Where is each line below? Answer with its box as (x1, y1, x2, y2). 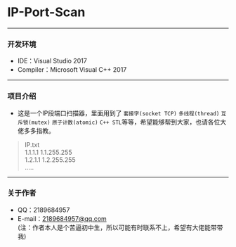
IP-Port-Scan (7, 4, 86, 20)
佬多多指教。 (17, 126, 55, 134)
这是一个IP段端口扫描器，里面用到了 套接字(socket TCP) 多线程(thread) (17, 108, 220, 117)
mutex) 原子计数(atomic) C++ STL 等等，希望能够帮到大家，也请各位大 (31, 118, 227, 126)
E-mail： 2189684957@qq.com (17, 214, 107, 222)
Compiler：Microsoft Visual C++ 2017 (17, 65, 127, 74)
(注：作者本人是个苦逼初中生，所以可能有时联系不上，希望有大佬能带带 (17, 223, 223, 232)
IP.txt (24, 140, 40, 148)
